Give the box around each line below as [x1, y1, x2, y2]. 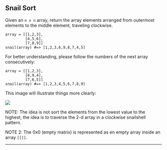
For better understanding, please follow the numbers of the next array [5, 53, 148, 59]
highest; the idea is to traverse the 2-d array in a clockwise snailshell [5, 114, 146, 120]
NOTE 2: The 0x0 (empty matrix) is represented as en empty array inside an [5, 129, 161, 135]
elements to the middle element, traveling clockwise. [5, 22, 113, 28]
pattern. [5, 119, 21, 125]
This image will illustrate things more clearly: [5, 90, 96, 96]
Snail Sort [5, 4, 36, 12]
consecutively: [5, 59, 35, 65]
